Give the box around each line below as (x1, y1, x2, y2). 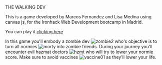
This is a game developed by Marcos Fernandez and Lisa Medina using (5, 14, 151, 19)
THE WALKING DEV (5, 4, 46, 10)
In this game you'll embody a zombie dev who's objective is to (5, 38, 157, 44)
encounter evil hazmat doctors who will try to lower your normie (5, 49, 153, 55)
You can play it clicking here (5, 29, 63, 34)
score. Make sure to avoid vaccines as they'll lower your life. (5, 54, 156, 60)
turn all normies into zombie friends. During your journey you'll (5, 44, 152, 49)
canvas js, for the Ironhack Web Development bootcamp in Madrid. (5, 19, 143, 25)
